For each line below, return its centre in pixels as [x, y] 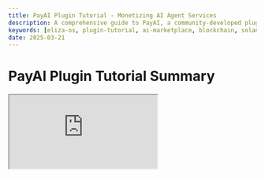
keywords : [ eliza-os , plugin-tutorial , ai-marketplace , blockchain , [123, 30]
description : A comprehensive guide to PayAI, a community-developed [125, 23]
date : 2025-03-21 [37, 37]
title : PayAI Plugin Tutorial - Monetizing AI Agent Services [112, 15]
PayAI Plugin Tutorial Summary [112, 76]
